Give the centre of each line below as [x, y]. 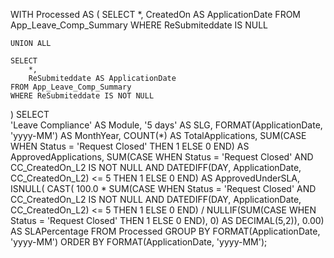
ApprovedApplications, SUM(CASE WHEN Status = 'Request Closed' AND [162, 157]
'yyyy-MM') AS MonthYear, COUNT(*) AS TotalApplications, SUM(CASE [158, 135]
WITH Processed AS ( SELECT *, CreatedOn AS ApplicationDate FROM [155, 14]
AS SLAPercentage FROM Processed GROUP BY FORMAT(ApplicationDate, [165, 231]
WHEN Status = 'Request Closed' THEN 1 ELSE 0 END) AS [130, 146]
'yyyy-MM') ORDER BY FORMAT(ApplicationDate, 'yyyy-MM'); [139, 242]
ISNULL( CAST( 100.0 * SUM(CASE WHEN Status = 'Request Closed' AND [163, 188]
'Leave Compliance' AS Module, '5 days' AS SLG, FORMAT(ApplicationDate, [166, 125]
